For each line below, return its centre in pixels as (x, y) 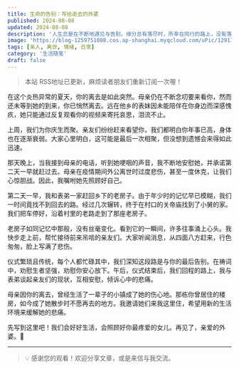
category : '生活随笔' (37, 54)
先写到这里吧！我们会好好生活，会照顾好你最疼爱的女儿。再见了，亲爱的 (113, 327)
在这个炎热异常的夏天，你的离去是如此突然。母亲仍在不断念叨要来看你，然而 (119, 96)
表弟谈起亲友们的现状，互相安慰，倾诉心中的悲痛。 (82, 279)
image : (17, 41)
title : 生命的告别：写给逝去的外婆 (53, 14)
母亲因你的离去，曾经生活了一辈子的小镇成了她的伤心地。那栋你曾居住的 (113, 294)
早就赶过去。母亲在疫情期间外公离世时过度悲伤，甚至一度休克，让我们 (129, 171)
